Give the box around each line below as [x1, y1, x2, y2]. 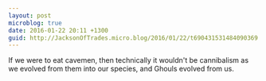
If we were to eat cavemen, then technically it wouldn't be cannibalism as [8, 56, 249, 65]
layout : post [8, 11, 52, 20]
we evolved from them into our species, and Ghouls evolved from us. [8, 64, 235, 74]
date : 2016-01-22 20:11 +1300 [8, 26, 109, 34]
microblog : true [8, 19, 62, 27]
